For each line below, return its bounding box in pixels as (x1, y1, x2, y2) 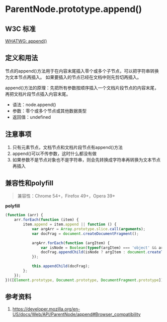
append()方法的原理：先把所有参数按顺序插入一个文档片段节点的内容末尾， (5, 85, 159, 91)
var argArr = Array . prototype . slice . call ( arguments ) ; (31, 227, 146, 232)
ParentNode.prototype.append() (5, 3, 142, 15)
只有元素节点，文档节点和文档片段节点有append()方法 (12, 144, 123, 150)
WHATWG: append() (5, 38, 47, 44)
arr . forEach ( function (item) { (14, 217, 79, 222)
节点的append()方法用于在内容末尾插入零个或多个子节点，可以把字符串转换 (5, 68, 159, 74)
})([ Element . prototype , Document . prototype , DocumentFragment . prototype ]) (5, 278, 164, 283)
